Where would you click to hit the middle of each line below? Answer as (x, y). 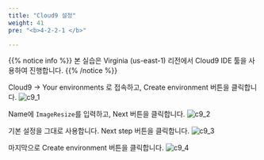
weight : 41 (26, 23)
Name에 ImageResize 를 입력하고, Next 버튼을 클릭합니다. (97, 114)
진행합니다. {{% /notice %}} (73, 70)
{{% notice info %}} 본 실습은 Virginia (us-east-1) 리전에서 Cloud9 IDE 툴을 (128, 61)
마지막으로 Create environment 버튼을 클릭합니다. (86, 148)
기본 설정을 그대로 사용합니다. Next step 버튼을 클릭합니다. (99, 131)
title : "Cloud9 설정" (42, 15)
